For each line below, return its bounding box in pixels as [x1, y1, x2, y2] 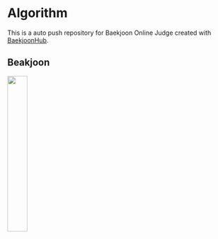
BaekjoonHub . [7, 35, 49, 44]
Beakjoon [7, 57, 50, 69]
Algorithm [7, 5, 68, 21]
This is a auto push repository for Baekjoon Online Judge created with [7, 28, 212, 37]
